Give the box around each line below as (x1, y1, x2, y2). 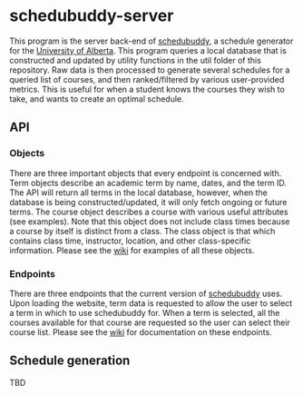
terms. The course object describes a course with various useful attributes (9, 206, 288, 217)
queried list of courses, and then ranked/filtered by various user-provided (9, 74, 285, 84)
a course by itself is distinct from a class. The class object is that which (9, 225, 276, 236)
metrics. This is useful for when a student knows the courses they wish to (9, 84, 286, 94)
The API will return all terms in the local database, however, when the (9, 187, 268, 198)
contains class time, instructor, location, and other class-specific (9, 235, 251, 246)
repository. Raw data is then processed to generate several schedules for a (9, 64, 290, 75)
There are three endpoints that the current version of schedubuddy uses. (9, 288, 283, 299)
